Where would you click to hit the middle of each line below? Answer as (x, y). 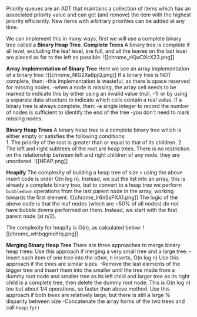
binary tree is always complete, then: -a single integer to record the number (98, 106)
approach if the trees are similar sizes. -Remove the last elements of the (93, 264)
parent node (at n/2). (31, 216)
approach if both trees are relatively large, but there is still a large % (88, 295)
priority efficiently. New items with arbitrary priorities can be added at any (96, 21)
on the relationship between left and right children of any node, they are (93, 155)
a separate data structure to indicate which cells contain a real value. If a (94, 100)
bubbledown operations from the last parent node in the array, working (90, 191)
